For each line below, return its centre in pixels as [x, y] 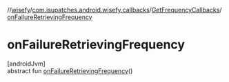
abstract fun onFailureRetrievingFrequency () [70, 70]
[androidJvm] [27, 64]
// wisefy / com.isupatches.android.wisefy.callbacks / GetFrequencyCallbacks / [114, 10]
